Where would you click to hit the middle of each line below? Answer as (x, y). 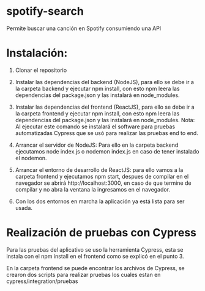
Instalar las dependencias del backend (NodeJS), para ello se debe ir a (105, 82)
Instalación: (37, 53)
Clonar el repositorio (41, 70)
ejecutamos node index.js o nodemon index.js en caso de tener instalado (107, 151)
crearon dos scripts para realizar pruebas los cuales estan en (84, 274)
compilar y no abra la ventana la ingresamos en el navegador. (92, 189)
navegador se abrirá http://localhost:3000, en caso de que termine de (103, 183)
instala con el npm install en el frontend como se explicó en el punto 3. (95, 256)
